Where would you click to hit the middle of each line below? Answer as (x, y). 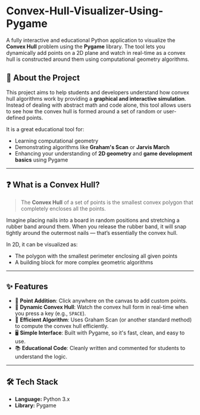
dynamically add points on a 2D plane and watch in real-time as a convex (96, 52)
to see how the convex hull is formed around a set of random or (84, 111)
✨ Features (27, 287)
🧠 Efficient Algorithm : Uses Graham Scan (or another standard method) (103, 320)
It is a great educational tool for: (45, 129)
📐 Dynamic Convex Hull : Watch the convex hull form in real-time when (101, 307)
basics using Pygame (41, 160)
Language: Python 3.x (42, 399)
